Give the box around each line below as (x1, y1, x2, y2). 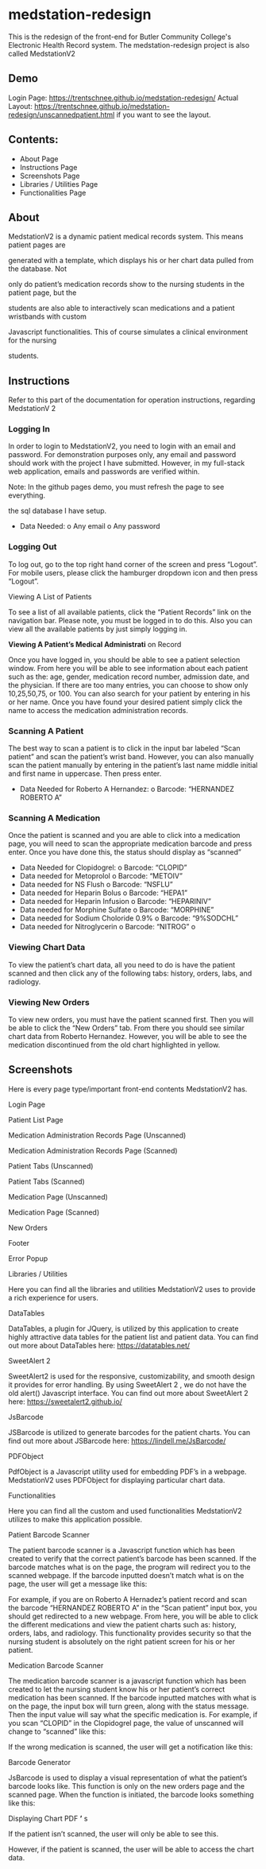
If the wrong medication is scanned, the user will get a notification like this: (8, 1742, 253, 1751)
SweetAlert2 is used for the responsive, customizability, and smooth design (8, 1371, 256, 1381)
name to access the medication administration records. (8, 705, 188, 715)
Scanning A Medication (8, 812, 101, 824)
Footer (8, 1238, 30, 1247)
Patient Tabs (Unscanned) (8, 1161, 94, 1170)
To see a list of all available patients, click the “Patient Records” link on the (8, 607, 252, 617)
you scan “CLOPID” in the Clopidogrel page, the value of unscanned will (8, 1718, 244, 1727)
